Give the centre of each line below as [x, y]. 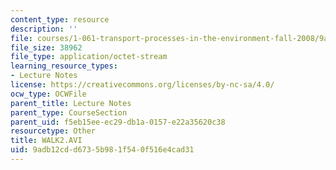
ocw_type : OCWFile [48, 94]
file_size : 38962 [46, 47]
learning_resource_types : [64, 66]
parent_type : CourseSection [69, 112]
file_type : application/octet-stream [89, 57]
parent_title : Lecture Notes [71, 103]
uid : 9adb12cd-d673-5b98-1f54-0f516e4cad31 [102, 150]
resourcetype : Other [53, 131]
